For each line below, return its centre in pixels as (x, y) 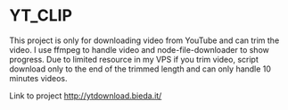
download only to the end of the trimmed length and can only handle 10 (140, 69)
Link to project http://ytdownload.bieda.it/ (86, 96)
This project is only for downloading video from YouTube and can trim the (144, 40)
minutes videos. (38, 78)
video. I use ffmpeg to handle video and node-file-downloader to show (139, 49)
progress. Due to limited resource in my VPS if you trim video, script (134, 59)
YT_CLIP (41, 16)
